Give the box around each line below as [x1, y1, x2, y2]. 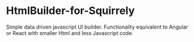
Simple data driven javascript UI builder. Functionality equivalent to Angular [6, 23, 188, 30]
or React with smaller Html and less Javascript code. [6, 29, 133, 36]
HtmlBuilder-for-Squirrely [6, 4, 135, 17]
